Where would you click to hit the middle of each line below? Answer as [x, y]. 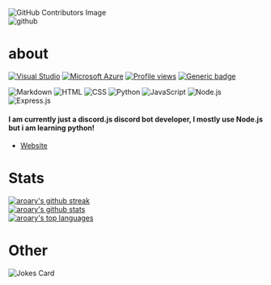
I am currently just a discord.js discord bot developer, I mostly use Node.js [136, 119]
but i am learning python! [52, 128]
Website [34, 146]
